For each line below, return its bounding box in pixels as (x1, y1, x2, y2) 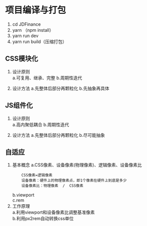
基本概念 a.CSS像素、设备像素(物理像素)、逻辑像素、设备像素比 (12, 162, 142, 168)
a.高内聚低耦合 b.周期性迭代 (12, 121, 69, 127)
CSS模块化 (5, 55, 39, 63)
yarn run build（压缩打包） (12, 38, 67, 45)
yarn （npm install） (12, 27, 54, 33)
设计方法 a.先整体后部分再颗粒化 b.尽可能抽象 (12, 132, 105, 138)
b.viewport (12, 192, 35, 198)
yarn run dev (12, 33, 39, 39)
